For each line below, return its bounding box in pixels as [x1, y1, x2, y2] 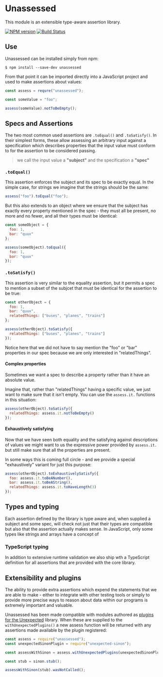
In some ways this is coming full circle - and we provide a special [5, 457, 135, 462]
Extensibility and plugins [5, 574, 81, 582]
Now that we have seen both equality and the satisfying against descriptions [5, 437, 158, 442]
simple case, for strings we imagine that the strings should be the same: [5, 184, 149, 190]
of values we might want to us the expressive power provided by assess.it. [5, 442, 157, 448]
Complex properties [5, 361, 46, 367]
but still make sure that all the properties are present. [5, 447, 111, 453]
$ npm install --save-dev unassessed [5, 65, 81, 70]
